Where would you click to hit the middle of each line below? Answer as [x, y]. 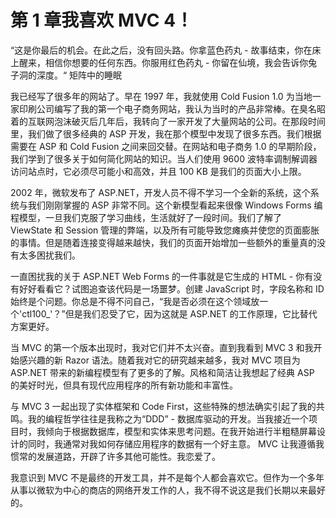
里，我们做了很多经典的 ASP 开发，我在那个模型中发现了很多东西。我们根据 [166, 133]
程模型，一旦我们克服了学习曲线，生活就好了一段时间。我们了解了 [146, 217]
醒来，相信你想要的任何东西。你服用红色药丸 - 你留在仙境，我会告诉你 [163, 62]
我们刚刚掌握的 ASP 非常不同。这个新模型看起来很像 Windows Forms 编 [175, 205]
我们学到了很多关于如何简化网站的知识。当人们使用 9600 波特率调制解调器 [164, 158]
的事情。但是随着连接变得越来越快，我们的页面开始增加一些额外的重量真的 [163, 242]
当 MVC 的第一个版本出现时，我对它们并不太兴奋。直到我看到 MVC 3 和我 [162, 347]
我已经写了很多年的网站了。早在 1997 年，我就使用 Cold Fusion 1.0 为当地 [161, 96]
